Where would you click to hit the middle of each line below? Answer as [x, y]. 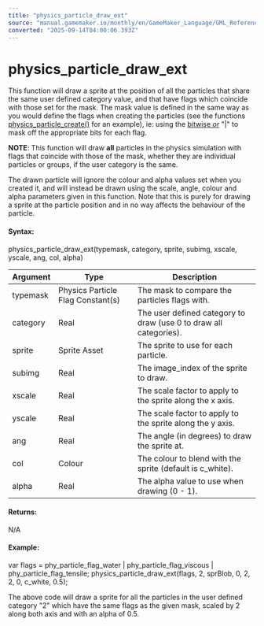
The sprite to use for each [185, 345]
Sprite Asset [81, 350]
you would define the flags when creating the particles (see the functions [127, 116]
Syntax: [21, 231]
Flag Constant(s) [89, 300]
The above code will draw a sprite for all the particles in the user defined [126, 597]
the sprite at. [160, 446]
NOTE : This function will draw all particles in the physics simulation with [125, 148]
